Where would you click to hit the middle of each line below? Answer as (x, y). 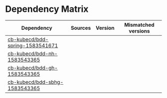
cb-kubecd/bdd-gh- (33, 68)
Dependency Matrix (47, 9)
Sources (81, 28)
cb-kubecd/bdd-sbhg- (36, 82)
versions (139, 31)
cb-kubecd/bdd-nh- (33, 53)
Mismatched (139, 25)
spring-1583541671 (33, 46)
